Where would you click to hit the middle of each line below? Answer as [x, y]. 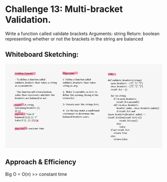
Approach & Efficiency [41, 162]
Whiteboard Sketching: [42, 55]
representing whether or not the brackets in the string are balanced [74, 39]
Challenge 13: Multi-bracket [64, 9]
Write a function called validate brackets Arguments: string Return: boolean [82, 33]
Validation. [28, 20]
